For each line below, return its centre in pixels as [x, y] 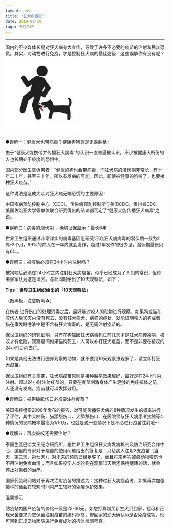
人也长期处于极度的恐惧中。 [34, 159]
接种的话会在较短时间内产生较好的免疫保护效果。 [56, 487]
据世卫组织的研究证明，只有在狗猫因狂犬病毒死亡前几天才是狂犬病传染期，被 [85, 335]
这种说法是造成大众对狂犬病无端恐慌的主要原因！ [56, 194]
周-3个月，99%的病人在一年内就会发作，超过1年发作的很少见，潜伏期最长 [82, 245]
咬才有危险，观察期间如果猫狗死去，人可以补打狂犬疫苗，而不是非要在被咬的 [85, 341]
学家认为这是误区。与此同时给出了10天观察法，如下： [65, 279]
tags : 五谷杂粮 [20, 27]
